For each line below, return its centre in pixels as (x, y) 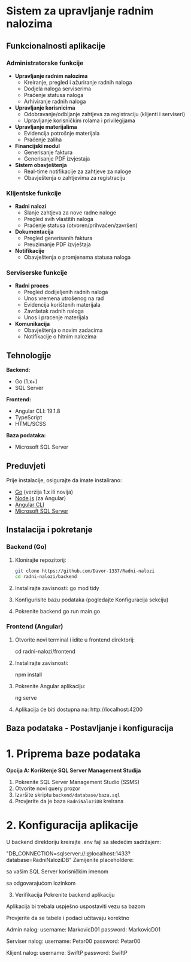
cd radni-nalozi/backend (46, 576)
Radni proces (32, 286)
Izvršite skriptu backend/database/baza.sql (67, 795)
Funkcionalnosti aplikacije (56, 46)
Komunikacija (32, 324)
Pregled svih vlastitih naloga (59, 219)
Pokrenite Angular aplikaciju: (50, 686)
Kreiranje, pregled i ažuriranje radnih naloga (78, 82)
